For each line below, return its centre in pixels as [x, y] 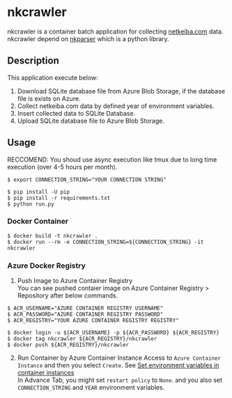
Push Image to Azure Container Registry [75, 281]
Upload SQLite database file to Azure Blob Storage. [91, 121]
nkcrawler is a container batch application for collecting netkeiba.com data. [115, 31]
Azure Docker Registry [46, 266]
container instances [46, 373]
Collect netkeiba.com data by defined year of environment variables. [116, 106]
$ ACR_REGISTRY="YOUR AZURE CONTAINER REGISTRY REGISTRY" [93, 321]
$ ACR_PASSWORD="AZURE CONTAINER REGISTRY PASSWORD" [85, 314]
